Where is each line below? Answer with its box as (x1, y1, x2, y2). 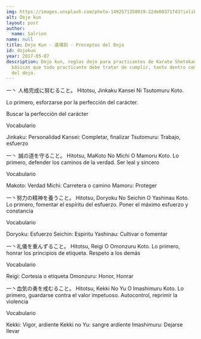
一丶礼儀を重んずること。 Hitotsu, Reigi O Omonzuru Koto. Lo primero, (6, 243, 181, 250)
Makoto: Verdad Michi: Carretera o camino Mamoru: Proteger (6, 182, 157, 189)
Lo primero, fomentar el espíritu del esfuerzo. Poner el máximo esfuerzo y (6, 201, 188, 208)
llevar (6, 328, 20, 335)
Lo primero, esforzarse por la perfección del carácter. (6, 99, 139, 106)
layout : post (6, 20, 39, 26)
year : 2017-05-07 (6, 53, 50, 59)
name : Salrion (11, 31, 47, 37)
